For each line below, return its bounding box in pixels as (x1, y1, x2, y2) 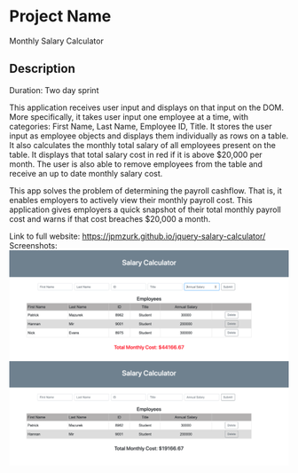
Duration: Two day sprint (9, 84, 99, 95)
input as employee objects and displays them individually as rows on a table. (9, 130, 289, 141)
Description (9, 61, 75, 76)
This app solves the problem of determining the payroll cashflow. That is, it (9, 185, 282, 196)
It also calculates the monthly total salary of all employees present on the (9, 139, 277, 150)
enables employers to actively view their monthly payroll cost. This (9, 194, 253, 205)
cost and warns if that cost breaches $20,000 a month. (9, 213, 211, 224)
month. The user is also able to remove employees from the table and (9, 158, 263, 169)
